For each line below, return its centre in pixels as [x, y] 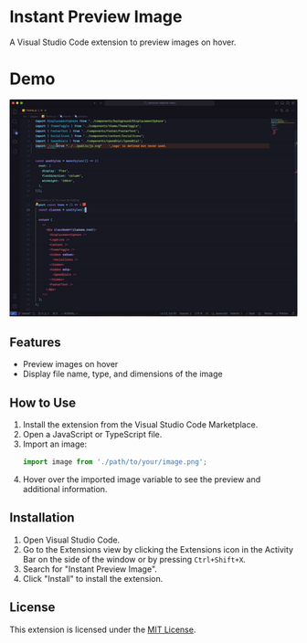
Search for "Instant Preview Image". [90, 569]
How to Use [43, 402]
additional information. [65, 489]
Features [35, 342]
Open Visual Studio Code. [71, 540]
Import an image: [55, 444]
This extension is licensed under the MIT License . [103, 629]
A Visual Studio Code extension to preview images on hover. [123, 42]
